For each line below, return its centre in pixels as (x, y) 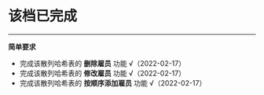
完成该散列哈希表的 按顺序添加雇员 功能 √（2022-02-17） (113, 82)
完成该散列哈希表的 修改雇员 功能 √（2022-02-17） (103, 73)
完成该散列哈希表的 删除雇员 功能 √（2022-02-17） (103, 63)
